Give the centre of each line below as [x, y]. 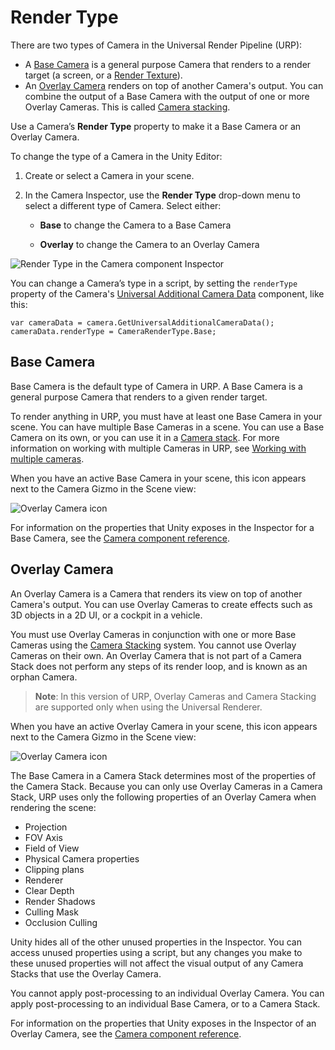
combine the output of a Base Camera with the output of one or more [167, 96]
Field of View [52, 848]
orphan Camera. [44, 677]
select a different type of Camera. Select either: [123, 205]
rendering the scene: [53, 807]
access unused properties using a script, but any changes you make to [156, 952]
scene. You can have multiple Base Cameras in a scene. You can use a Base [167, 427]
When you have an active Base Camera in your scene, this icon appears [158, 478]
